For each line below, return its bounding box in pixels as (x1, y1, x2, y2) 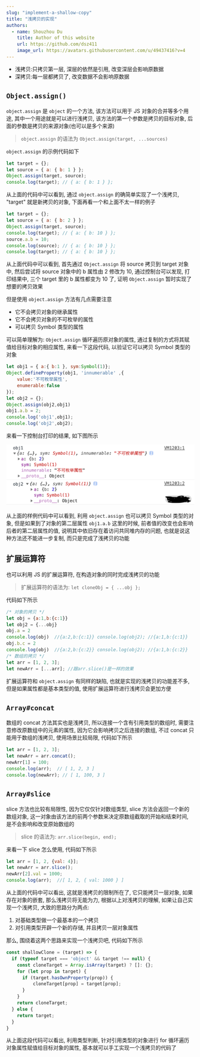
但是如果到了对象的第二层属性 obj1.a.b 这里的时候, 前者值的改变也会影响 (14, 520, 194, 527)
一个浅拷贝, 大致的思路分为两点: (11, 904, 90, 911)
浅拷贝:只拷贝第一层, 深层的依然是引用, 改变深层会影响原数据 (14, 65, 164, 72)
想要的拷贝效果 (6, 283, 43, 290)
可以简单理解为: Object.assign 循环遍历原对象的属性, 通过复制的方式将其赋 (6, 336, 190, 344)
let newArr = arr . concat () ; (6, 753, 76, 760)
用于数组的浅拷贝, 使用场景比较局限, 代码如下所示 (11, 734, 133, 742)
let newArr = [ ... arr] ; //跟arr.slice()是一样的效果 (6, 666, 134, 672)
